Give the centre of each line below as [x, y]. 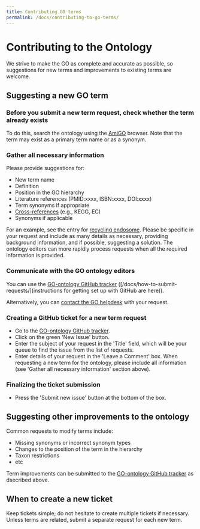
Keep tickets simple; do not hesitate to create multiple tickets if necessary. [98, 513]
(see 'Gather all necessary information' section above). [83, 369]
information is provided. [36, 255]
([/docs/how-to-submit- [148, 284]
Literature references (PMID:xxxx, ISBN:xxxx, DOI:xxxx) [83, 199]
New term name [35, 180]
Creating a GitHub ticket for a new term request [76, 317]
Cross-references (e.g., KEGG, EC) [57, 212]
